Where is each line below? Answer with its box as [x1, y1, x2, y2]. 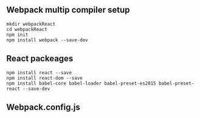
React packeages [6, 54, 74, 64]
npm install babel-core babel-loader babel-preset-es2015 [6, 80, 156, 86]
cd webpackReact [6, 26, 47, 32]
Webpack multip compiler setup [6, 5, 130, 15]
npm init [6, 32, 29, 38]
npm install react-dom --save [6, 75, 83, 81]
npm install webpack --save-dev [6, 36, 88, 43]
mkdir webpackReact [6, 21, 56, 27]
